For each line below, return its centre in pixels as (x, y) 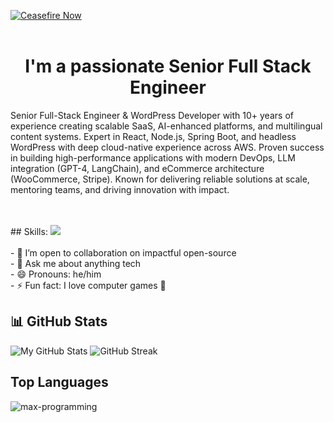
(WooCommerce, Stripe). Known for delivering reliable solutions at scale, (160, 179)
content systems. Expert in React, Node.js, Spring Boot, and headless (153, 136)
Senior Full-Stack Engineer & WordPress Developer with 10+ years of (152, 115)
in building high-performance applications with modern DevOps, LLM (153, 157)
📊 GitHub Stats (59, 321)
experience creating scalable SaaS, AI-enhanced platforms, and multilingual (166, 126)
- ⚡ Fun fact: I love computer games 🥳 (88, 285)
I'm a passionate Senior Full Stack (168, 66)
